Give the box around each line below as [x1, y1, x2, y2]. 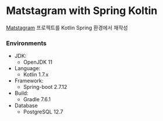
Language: [14, 65, 41, 72]
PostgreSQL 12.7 [23, 108, 64, 115]
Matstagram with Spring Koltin [6, 4, 158, 18]
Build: [14, 89, 29, 97]
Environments [6, 39, 47, 47]
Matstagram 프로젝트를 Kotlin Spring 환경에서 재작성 [6, 24, 129, 31]
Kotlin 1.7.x [23, 71, 48, 78]
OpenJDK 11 [23, 58, 53, 65]
